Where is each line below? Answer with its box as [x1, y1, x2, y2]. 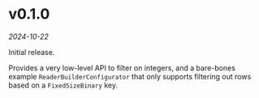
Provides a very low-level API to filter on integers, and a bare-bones [8, 62, 235, 73]
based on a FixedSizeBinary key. [8, 80, 118, 90]
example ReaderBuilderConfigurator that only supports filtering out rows [8, 71, 252, 81]
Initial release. [8, 47, 55, 57]
